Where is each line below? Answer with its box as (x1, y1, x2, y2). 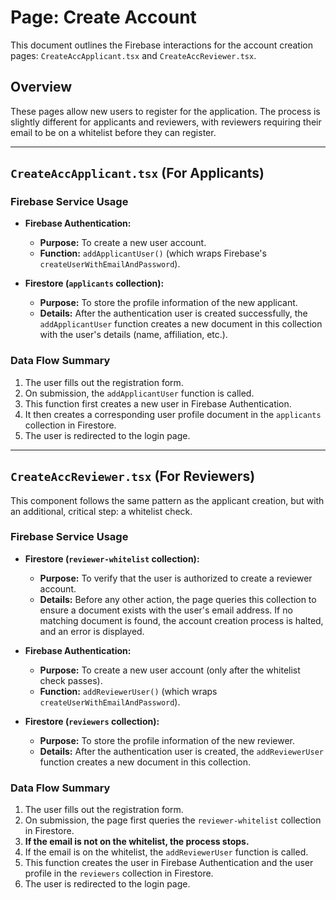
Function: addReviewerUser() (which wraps (39, 685, 218, 697)
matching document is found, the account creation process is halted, (39, 614, 324, 626)
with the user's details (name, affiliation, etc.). (39, 329, 228, 341)
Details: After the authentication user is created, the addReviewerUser (39, 745, 324, 757)
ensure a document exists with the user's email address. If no (39, 604, 293, 616)
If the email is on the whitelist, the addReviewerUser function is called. (24, 846, 309, 858)
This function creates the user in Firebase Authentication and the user (24, 857, 314, 869)
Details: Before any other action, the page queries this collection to (39, 593, 317, 605)
